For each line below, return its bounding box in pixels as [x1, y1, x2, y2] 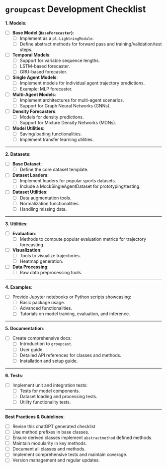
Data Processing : [12, 264, 49, 270]
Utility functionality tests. [19, 399, 71, 405]
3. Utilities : [5, 221, 28, 227]
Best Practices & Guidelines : [5, 414, 65, 420]
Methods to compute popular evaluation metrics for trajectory [19, 236, 147, 242]
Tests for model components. [19, 388, 81, 394]
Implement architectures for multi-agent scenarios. [19, 97, 124, 103]
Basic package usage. [19, 300, 66, 306]
